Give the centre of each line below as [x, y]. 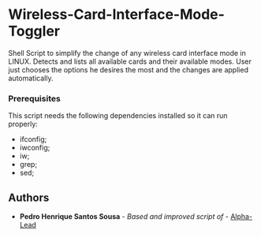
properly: [23, 124]
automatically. [31, 78]
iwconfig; [35, 148]
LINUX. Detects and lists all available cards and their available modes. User [130, 61]
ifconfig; [33, 139]
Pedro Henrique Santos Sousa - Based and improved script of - [124, 217]
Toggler [34, 31]
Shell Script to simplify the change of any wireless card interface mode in [127, 53]
